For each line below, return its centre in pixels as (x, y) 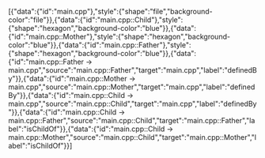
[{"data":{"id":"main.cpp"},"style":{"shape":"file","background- (110, 11)
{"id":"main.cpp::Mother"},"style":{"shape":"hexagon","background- (119, 36)
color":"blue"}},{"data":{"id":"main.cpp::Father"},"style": (100, 45)
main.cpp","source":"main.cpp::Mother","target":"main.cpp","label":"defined (132, 87)
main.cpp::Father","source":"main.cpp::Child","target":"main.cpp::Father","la (132, 120)
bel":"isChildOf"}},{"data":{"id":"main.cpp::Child (87, 129)
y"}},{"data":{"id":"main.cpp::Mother (68, 79)
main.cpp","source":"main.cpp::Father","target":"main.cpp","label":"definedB (132, 70)
